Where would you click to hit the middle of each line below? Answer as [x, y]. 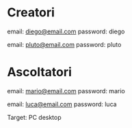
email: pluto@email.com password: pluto [64, 44]
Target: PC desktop [34, 117]
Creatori [31, 13]
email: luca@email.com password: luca [62, 104]
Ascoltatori [39, 72]
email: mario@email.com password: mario [66, 91]
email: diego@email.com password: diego [66, 31]
